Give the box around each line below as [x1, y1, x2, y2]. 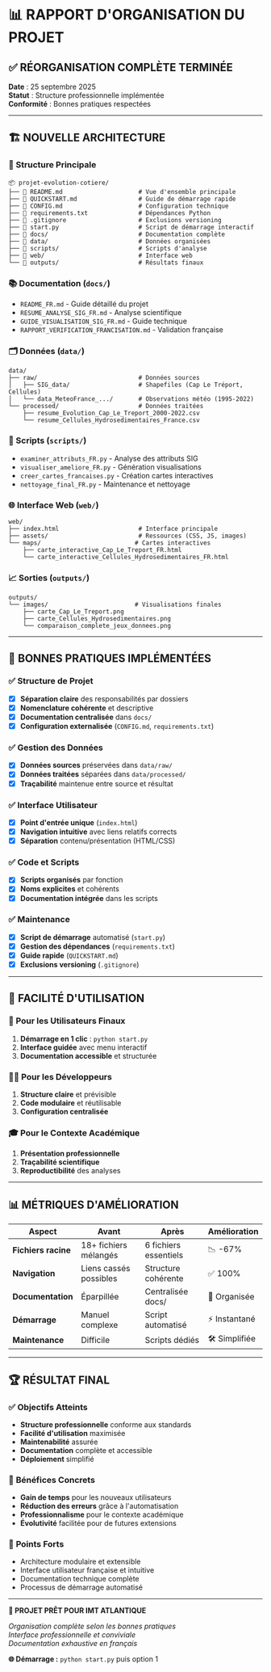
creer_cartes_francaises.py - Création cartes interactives [19, 470, 214, 480]
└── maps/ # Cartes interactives [8, 538, 211, 547]
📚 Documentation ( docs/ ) [8, 277, 110, 288]
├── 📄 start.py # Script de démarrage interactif [8, 223, 254, 231]
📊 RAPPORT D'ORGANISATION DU [8, 6, 245, 24]
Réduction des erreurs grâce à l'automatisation [19, 1501, 179, 1511]
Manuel [81, 1309, 110, 1320]
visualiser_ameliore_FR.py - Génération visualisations [19, 461, 202, 472]
